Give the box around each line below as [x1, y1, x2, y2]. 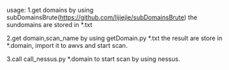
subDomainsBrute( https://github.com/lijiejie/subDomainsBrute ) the [6, 13, 198, 21]
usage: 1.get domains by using [6, 6, 94, 14]
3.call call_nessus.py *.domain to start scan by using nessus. [6, 55, 180, 63]
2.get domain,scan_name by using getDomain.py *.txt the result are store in [6, 34, 223, 42]
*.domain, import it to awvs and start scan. [6, 42, 128, 49]
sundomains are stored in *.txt [6, 21, 93, 28]
